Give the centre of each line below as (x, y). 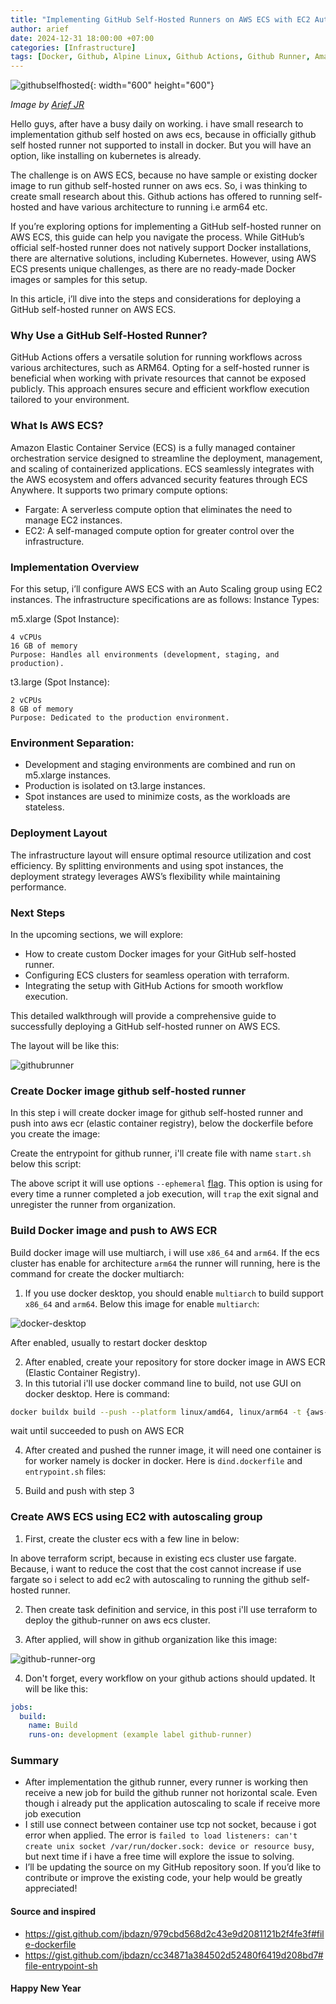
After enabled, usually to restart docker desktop (109, 1342)
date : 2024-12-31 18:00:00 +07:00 (82, 38)
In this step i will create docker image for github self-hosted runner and (157, 1113)
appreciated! (51, 1888)
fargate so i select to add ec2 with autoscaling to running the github (150, 1579)
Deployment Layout (59, 833)
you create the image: (55, 1134)
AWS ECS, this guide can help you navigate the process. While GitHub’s (157, 237)
